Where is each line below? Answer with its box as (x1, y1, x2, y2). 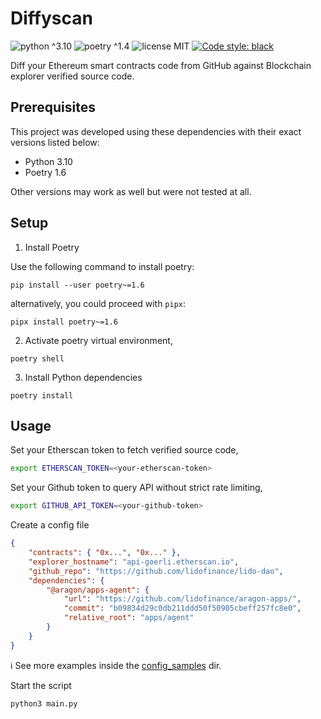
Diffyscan (10, 7, 93, 30)
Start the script (10, 679, 72, 691)
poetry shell (10, 353, 65, 364)
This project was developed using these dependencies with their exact (10, 125, 302, 137)
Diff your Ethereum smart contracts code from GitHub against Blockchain (10, 59, 312, 71)
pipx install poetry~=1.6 (10, 317, 118, 327)
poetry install (10, 390, 74, 401)
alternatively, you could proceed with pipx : (10, 297, 187, 309)
